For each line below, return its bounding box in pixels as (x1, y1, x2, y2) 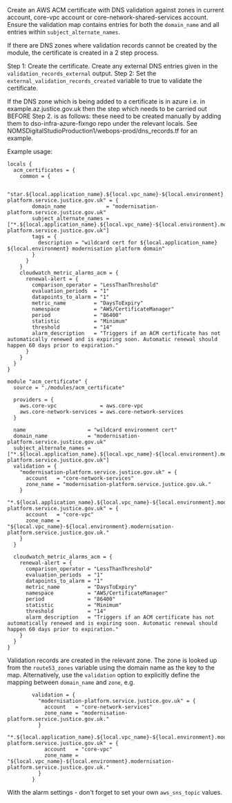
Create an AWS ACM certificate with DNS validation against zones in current (7, 6, 224, 14)
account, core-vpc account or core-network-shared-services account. (7, 13, 209, 21)
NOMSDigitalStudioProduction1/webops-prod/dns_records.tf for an (7, 127, 198, 135)
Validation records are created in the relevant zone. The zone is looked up (7, 656, 217, 664)
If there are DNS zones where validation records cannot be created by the (7, 41, 217, 49)
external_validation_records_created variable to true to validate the (7, 77, 202, 85)
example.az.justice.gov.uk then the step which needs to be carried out (7, 105, 207, 113)
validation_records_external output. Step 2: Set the (7, 69, 157, 77)
